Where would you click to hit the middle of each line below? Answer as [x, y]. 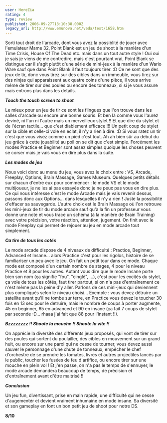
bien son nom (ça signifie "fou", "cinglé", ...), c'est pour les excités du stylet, [83, 277]
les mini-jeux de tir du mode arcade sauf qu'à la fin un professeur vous [78, 209]
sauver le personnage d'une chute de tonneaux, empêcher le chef [73, 349]
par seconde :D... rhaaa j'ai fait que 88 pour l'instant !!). [62, 314]
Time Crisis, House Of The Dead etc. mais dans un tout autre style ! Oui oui [82, 54]
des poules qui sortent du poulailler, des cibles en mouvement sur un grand [83, 339]
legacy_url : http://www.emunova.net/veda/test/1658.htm [64, 29]
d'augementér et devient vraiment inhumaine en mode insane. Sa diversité [82, 401]
